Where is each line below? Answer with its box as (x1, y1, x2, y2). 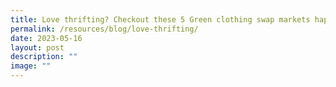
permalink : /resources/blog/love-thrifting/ (10, 24, 199, 34)
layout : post (10, 42, 65, 53)
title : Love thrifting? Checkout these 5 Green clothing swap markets (10, 14, 311, 25)
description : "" (10, 52, 78, 62)
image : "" (10, 61, 52, 71)
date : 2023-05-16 (10, 33, 83, 43)
